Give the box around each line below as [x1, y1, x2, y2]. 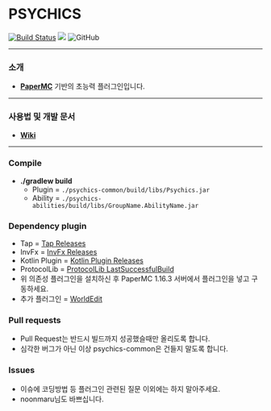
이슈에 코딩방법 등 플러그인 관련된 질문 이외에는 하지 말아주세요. [19, 384, 220, 393]
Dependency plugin [8, 220, 87, 231]
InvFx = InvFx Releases [19, 247, 98, 257]
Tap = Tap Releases [19, 239, 86, 248]
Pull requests [8, 315, 61, 326]
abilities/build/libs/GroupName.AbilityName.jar [31, 201, 199, 210]
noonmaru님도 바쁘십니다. [19, 394, 104, 404]
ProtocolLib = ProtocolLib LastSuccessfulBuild [19, 264, 175, 274]
